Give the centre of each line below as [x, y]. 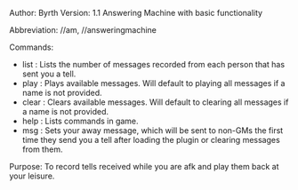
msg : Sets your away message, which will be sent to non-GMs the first [153, 131]
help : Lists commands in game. [81, 121]
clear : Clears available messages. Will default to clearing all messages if [155, 102]
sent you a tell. [49, 74]
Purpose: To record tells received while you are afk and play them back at [144, 166]
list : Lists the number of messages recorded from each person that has [153, 64]
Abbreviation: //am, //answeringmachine [83, 30]
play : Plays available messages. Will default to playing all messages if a [153, 83]
